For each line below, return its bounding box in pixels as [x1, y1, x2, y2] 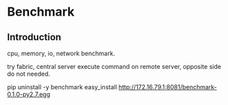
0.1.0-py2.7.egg [7, 90, 51, 98]
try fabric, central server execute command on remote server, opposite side [7, 63, 222, 70]
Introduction [7, 31, 62, 43]
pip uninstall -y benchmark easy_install [7, 83, 117, 91]
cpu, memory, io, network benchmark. [7, 49, 115, 57]
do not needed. [7, 70, 51, 78]
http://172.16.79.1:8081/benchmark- [118, 83, 218, 91]
